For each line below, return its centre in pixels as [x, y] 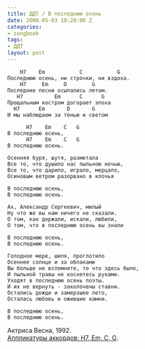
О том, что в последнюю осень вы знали [65, 225]
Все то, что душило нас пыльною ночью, [65, 164]
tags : [15, 40]
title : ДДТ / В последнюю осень [54, 14]
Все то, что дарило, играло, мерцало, [64, 170]
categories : [25, 27]
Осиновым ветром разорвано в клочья [61, 176]
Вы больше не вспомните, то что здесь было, [73, 268]
